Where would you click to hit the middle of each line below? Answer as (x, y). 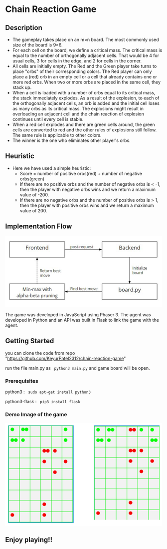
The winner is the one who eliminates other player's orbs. (71, 140)
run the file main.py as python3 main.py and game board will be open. (78, 368)
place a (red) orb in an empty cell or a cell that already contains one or (85, 77)
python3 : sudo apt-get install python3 (48, 392)
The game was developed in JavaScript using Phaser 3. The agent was (78, 315)
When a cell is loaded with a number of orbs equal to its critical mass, (84, 93)
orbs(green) (32, 179)
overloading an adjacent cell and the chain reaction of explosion (78, 114)
